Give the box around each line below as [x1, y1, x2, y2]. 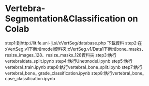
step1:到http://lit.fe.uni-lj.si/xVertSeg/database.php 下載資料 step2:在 [5, 40, 142, 46]
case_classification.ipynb [5, 75, 55, 81]
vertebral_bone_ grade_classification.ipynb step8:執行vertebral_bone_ [5, 70, 145, 76]
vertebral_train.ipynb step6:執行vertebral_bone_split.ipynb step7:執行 [5, 64, 143, 70]
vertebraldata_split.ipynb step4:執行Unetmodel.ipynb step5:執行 [5, 58, 133, 64]
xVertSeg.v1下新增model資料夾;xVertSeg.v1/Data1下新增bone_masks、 [5, 46, 146, 52]
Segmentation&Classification [5, 13, 126, 24]
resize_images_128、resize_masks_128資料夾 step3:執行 [5, 52, 117, 58]
